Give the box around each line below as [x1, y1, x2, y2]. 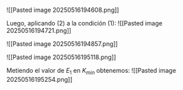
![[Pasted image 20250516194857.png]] [6, 40, 118, 47]
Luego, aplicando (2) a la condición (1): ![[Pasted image [6, 19, 162, 27]
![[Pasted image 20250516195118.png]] [6, 53, 117, 61]
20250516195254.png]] [6, 75, 73, 83]
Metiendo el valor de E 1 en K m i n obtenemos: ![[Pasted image [6, 67, 176, 76]
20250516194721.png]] [6, 27, 71, 34]
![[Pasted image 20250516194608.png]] [6, 6, 119, 14]
